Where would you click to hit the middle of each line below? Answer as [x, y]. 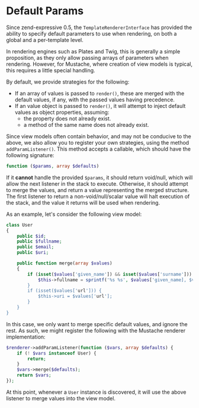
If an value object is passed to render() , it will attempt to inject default [100, 106]
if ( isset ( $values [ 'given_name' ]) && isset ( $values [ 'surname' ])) [110, 274]
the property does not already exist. [67, 118]
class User [20, 225]
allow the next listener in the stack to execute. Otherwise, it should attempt [97, 184]
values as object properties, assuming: [62, 112]
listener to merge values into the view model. [61, 398]
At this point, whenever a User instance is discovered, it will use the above [96, 392]
